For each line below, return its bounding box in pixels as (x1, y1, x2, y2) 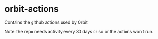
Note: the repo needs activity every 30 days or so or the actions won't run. (4, 28, 154, 34)
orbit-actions (4, 3, 59, 14)
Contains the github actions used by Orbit (4, 19, 88, 25)
